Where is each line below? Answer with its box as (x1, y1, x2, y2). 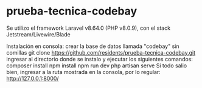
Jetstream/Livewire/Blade (6, 30, 71, 38)
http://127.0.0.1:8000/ (6, 75, 59, 82)
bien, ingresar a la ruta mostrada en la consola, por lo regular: (6, 68, 161, 75)
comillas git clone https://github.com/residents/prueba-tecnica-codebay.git (6, 49, 196, 56)
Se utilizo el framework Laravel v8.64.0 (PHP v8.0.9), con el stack (6, 24, 171, 32)
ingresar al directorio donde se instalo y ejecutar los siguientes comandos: (6, 55, 193, 63)
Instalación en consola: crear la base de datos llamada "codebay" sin (6, 42, 179, 50)
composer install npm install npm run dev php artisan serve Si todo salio (6, 62, 187, 69)
